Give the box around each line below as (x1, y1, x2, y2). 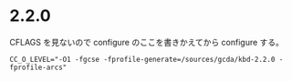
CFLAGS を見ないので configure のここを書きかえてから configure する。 (9, 36, 285, 47)
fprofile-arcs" (9, 63, 68, 72)
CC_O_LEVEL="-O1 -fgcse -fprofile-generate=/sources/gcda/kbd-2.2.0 (9, 55, 276, 64)
